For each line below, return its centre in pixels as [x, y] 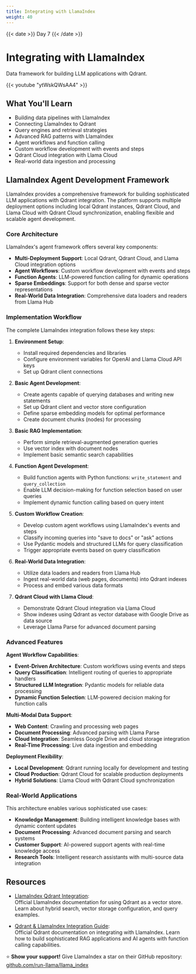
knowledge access [37, 851]
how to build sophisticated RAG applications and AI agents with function [102, 939]
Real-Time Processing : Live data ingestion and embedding [86, 745]
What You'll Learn [39, 103]
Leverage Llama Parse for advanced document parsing [90, 627]
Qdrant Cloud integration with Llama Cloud [66, 155]
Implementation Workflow [44, 317]
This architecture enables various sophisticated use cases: [77, 808]
